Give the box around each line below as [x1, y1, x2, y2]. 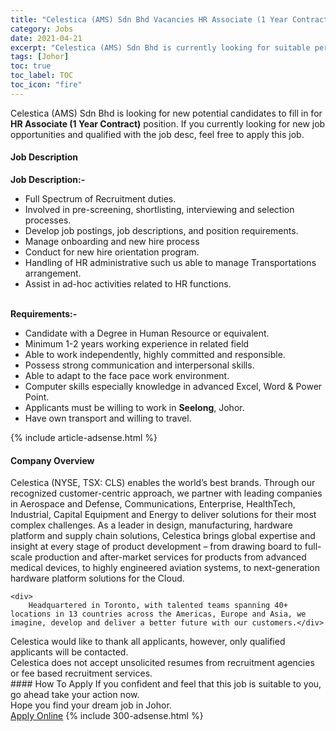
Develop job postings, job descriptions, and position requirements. [24, 224, 299, 236]
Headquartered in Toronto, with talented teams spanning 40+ [28, 601, 288, 611]
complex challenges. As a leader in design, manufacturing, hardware [10, 519, 293, 531]
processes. [24, 214, 72, 226]
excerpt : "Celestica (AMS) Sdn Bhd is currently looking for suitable [10, 42, 311, 53]
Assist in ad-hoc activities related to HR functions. [24, 277, 232, 290]
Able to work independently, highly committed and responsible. [24, 348, 286, 360]
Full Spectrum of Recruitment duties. [24, 192, 177, 205]
